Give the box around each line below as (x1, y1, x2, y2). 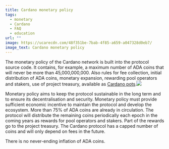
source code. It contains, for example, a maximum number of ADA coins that (5, 64, 164, 70)
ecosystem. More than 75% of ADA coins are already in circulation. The (5, 107, 154, 113)
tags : (5, 12, 17, 17)
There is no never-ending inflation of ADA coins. (5, 138, 105, 144)
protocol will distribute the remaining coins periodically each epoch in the (5, 112, 158, 118)
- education (10, 31, 35, 36)
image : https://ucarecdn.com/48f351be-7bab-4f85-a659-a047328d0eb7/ (5, 40, 152, 45)
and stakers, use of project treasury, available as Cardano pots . (5, 81, 137, 87)
